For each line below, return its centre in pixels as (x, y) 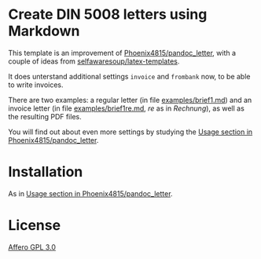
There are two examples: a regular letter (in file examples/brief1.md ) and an (130, 100)
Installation (46, 172)
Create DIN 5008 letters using (108, 15)
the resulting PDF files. (45, 116)
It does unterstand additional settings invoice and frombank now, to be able (129, 76)
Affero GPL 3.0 (32, 247)
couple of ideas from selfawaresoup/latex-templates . (94, 61)
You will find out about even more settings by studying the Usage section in (130, 132)
